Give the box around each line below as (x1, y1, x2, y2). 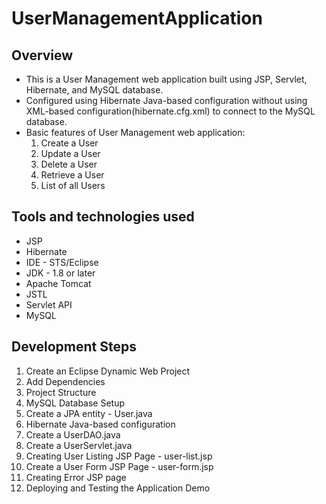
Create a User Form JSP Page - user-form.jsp (25, 460, 214, 472)
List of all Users (40, 180, 106, 191)
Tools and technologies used (11, 208, 195, 226)
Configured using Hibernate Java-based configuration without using (25, 95, 308, 106)
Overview (11, 47, 74, 64)
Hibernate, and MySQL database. (25, 84, 164, 96)
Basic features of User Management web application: (25, 127, 246, 138)
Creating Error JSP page (25, 471, 127, 483)
